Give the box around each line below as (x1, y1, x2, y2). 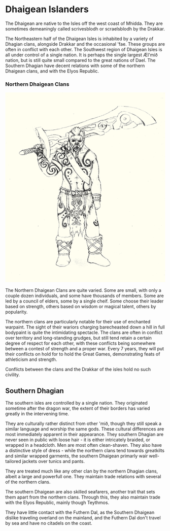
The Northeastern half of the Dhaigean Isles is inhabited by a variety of (5, 36, 154, 42)
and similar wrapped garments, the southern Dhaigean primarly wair (5, 453, 148, 459)
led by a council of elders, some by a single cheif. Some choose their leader (5, 298, 164, 304)
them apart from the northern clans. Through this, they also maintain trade (5, 494, 161, 501)
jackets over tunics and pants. (22, 458, 85, 464)
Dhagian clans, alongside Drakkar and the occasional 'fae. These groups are (5, 41, 165, 47)
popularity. (5, 309, 28, 315)
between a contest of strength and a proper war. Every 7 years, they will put (5, 346, 164, 352)
